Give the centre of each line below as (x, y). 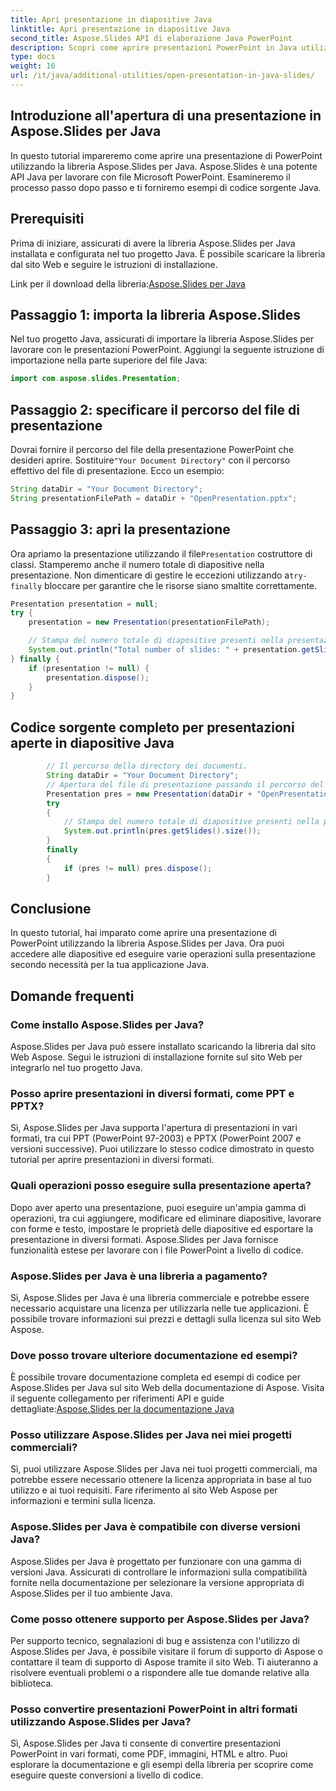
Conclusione (51, 908)
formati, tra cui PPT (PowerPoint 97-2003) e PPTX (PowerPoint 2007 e (156, 1138)
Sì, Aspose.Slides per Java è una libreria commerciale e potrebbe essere (160, 1297)
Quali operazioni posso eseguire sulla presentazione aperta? (161, 1186)
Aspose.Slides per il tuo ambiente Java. (91, 1593)
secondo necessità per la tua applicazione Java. (110, 965)
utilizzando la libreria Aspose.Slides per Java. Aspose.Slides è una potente (164, 166)
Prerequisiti (47, 219)
